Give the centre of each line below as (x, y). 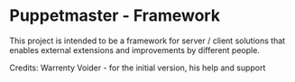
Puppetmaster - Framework (115, 16)
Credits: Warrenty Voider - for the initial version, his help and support (138, 68)
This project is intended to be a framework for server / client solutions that (147, 41)
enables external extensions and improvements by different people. (134, 50)
